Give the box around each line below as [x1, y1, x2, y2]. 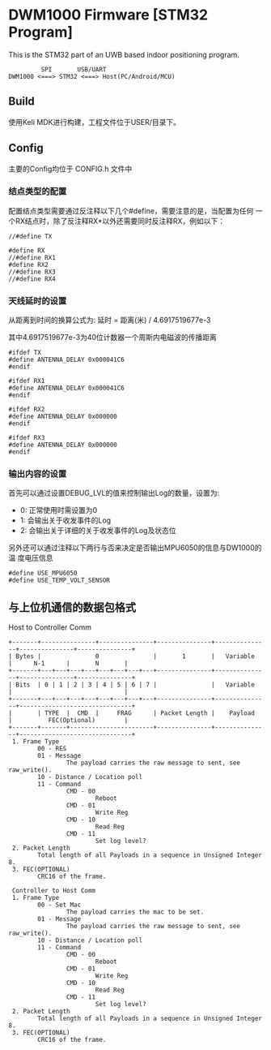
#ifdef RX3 [8, 434, 45, 442]
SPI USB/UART [40, 65, 107, 74]
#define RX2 [8, 260, 49, 269]
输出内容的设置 [8, 468, 67, 480]
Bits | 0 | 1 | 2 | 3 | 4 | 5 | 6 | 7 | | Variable [15, 681, 255, 689]
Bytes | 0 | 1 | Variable [15, 652, 255, 661]
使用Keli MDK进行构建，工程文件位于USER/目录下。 [8, 117, 180, 127]
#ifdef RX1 [8, 377, 45, 385]
